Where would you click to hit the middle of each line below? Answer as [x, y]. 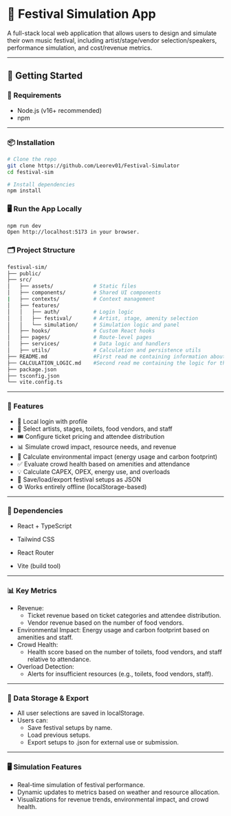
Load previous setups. [59, 735]
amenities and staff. [45, 637]
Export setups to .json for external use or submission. [103, 742]
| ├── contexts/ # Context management [81, 299]
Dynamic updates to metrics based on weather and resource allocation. [118, 792]
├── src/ [20, 280]
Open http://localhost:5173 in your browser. [73, 232]
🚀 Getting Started [45, 76]
